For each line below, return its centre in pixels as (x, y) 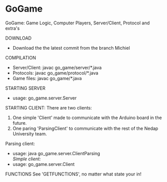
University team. (30, 134)
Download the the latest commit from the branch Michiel (71, 48)
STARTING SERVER (25, 88)
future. (19, 123)
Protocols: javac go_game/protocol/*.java (55, 73)
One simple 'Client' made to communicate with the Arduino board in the (87, 118)
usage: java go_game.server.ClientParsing (56, 153)
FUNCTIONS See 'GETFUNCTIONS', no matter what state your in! (73, 174)
